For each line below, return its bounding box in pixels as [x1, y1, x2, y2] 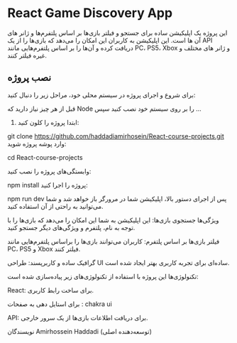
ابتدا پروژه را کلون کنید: [17, 118, 79, 126]
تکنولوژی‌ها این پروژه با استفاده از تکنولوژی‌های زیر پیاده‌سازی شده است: [7, 272, 199, 281]
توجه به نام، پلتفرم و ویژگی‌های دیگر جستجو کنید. [7, 223, 136, 232]
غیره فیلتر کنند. [7, 51, 48, 60]
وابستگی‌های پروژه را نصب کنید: [7, 167, 92, 175]
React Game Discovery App [7, 5, 172, 21]
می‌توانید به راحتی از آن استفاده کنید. [7, 202, 104, 210]
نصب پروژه [7, 72, 52, 84]
